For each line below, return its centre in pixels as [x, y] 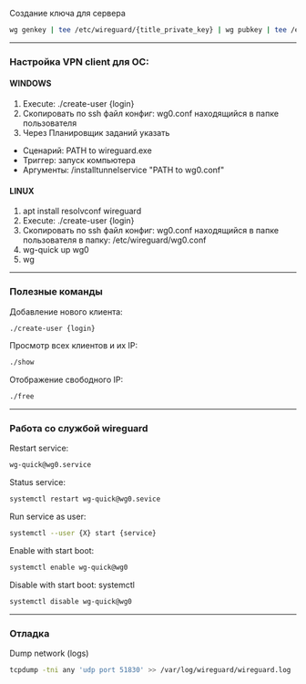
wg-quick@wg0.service [51, 465]
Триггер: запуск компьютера [79, 160]
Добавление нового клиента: [66, 311]
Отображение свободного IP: [66, 380]
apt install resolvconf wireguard [82, 211]
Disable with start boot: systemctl [72, 585]
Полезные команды [56, 292]
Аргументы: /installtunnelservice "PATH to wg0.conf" [123, 170]
